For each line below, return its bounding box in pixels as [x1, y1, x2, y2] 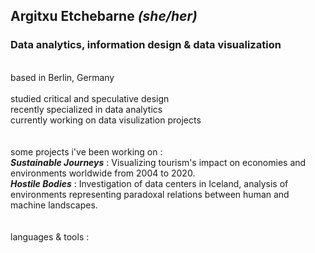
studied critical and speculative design [10, 92, 170, 104]
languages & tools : [10, 230, 90, 243]
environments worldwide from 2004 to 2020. [10, 167, 196, 179]
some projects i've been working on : [10, 145, 163, 158]
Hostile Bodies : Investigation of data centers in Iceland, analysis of [10, 177, 289, 189]
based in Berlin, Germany [10, 71, 115, 83]
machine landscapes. [10, 199, 98, 211]
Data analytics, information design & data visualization [10, 38, 282, 52]
